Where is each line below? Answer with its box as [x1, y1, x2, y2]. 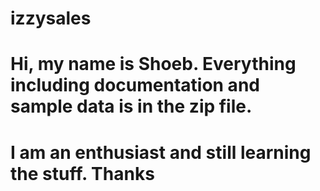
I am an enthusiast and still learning [10, 141, 312, 164]
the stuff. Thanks [10, 162, 155, 185]
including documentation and [10, 74, 260, 97]
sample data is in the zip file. [10, 95, 253, 118]
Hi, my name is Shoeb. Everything [10, 53, 297, 76]
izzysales [10, 7, 92, 30]
